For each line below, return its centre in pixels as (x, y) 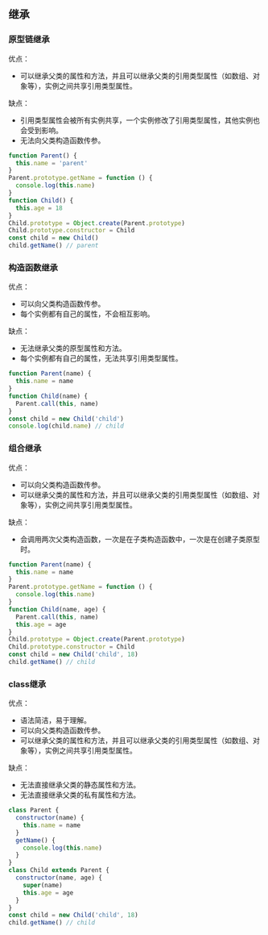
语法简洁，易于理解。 (55, 720)
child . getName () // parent (54, 246)
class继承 (27, 684)
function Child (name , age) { (57, 609)
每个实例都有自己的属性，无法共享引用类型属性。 (101, 358)
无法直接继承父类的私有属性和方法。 (80, 795)
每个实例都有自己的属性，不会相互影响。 (87, 314)
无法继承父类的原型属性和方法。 (73, 349)
